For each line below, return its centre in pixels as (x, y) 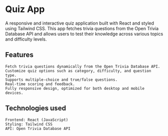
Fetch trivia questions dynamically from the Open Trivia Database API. (83, 66)
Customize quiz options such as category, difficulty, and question (78, 71)
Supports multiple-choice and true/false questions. (61, 80)
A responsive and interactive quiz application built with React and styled (80, 23)
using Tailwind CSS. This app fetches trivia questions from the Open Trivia (82, 28)
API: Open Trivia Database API (38, 128)
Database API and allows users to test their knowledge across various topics (84, 34)
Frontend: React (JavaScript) (37, 120)
